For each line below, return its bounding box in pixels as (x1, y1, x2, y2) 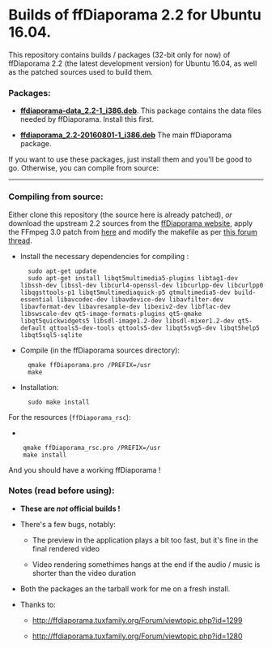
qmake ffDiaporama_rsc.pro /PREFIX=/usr (23, 443, 161, 452)
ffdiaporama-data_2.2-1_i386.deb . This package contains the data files (19, 106, 261, 115)
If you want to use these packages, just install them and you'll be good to (8, 154, 253, 164)
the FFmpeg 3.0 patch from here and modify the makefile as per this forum (8, 227, 257, 236)
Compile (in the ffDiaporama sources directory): (19, 345, 181, 355)
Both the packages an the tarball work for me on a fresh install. (19, 583, 231, 594)
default (19, 323, 46, 332)
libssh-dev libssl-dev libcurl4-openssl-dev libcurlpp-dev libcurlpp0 (19, 281, 264, 289)
